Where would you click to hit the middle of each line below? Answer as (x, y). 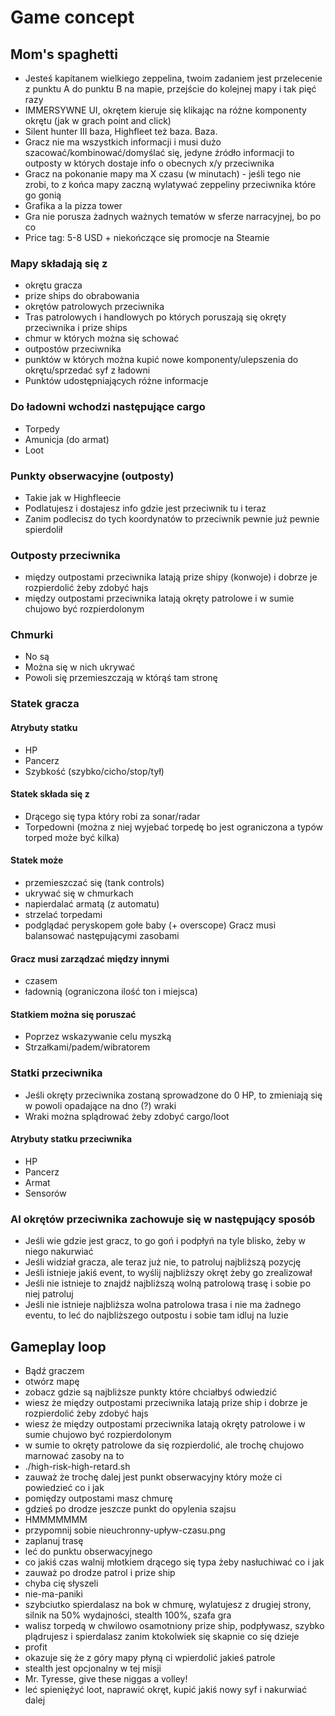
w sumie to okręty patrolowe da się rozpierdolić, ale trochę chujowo (164, 1445)
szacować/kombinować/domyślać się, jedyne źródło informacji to (159, 152)
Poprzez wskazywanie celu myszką (98, 1037)
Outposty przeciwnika (65, 555)
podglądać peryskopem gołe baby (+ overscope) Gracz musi (150, 925)
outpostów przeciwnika (73, 349)
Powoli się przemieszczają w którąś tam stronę (121, 678)
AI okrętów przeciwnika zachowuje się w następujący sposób (163, 1219)
